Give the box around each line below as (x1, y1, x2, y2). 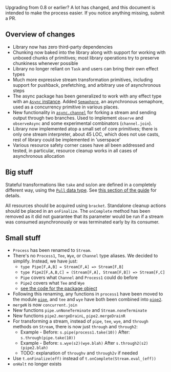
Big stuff (5, 168, 33, 177)
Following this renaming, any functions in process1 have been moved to (12, 291, 163, 297)
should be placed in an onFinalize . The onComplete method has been (5, 208, 151, 214)
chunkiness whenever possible (12, 60, 78, 66)
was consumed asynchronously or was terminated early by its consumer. (5, 218, 160, 225)
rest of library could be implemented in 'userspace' (12, 136, 121, 143)
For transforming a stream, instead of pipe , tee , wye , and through (12, 318, 148, 324)
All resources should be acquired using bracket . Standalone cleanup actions (5, 202, 166, 209)
